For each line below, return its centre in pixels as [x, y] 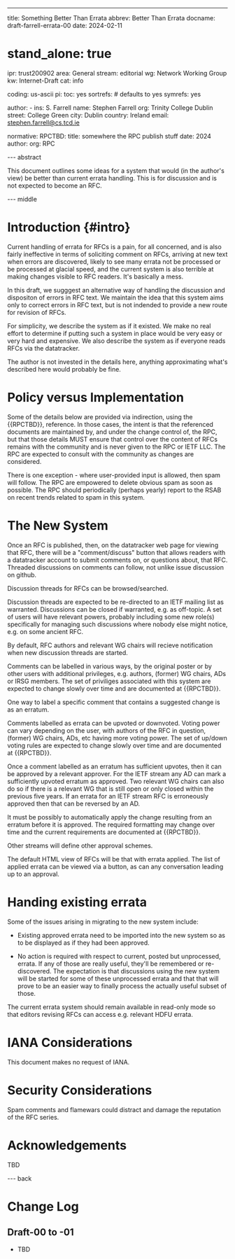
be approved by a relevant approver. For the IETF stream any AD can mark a [117, 773]
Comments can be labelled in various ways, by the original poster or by [109, 666]
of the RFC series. [33, 1117]
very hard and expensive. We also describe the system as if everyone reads [116, 341]
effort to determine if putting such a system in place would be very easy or [115, 333]
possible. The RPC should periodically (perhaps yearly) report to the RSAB [114, 490]
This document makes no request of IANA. [69, 1062]
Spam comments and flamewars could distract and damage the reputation [114, 1109]
